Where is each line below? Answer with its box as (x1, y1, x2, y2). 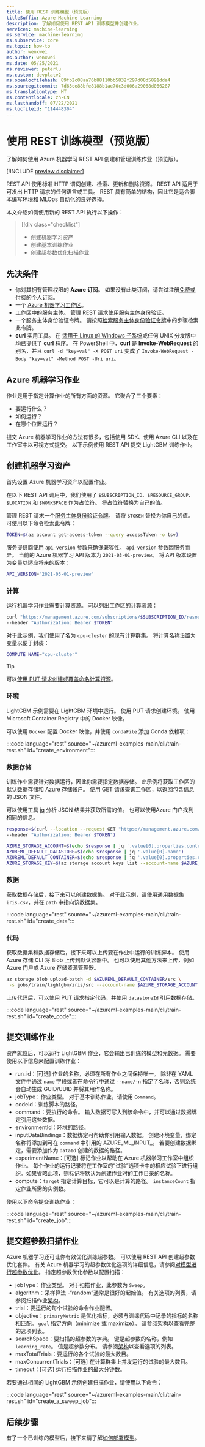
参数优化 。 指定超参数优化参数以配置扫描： (16, 1269, 126, 1276)
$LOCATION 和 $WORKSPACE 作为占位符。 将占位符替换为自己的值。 (6, 499, 166, 506)
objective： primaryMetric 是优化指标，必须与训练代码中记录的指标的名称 (15, 1312, 199, 1320)
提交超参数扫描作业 (6, 1236, 79, 1246)
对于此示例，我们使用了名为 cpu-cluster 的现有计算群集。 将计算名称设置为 (6, 632, 196, 639)
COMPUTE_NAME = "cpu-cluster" (6, 651, 78, 657)
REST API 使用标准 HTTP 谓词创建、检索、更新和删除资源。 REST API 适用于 (6, 180, 198, 187)
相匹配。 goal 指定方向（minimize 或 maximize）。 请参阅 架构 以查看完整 (15, 1320, 195, 1327)
